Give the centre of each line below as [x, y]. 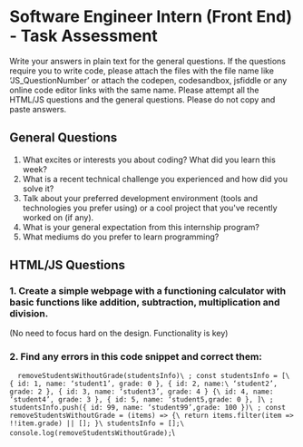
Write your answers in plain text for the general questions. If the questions [148, 61]
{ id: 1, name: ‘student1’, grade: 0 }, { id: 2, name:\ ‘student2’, [144, 384]
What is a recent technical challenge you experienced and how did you [155, 179]
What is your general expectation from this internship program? [141, 227]
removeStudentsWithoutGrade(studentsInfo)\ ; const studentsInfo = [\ [154, 375]
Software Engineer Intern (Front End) [151, 17]
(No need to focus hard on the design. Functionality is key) [119, 334]
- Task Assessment [84, 36]
